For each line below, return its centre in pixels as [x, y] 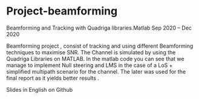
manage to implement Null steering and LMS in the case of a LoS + [90, 65]
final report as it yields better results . [53, 78]
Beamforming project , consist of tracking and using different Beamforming [100, 46]
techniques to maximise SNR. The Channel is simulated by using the [91, 52]
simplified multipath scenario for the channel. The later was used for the [96, 71]
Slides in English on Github [40, 89]
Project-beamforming [62, 11]
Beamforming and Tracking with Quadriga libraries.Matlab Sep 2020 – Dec [99, 28]
